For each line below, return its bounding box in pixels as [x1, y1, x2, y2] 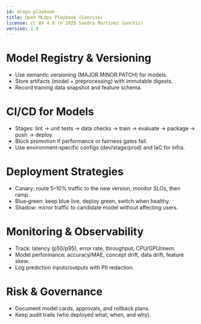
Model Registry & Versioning [6, 52, 152, 65]
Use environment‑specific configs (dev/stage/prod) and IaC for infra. [14, 144, 185, 151]
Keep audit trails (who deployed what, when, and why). [14, 311, 151, 318]
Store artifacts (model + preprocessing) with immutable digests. [14, 77, 173, 85]
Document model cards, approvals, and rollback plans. [14, 304, 150, 312]
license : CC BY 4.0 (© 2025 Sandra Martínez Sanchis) [6, 20, 144, 26]
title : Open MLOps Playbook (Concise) [6, 14, 103, 20]
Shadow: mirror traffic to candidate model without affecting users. [14, 204, 179, 211]
